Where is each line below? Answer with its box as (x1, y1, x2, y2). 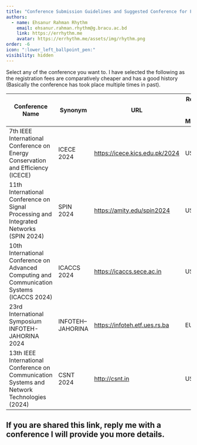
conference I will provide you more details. (6, 430, 165, 440)
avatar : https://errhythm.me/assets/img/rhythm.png (16, 36, 145, 42)
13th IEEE (9, 349, 36, 357)
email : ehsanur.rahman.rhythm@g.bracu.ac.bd (16, 25, 127, 31)
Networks (9, 225, 36, 233)
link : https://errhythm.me (16, 31, 83, 36)
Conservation (9, 156, 46, 165)
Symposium (9, 317, 42, 325)
